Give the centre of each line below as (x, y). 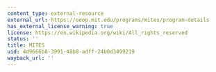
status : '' (23, 39)
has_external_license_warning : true (60, 26)
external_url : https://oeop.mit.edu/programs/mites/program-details (108, 20)
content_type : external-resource (56, 13)
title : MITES (26, 45)
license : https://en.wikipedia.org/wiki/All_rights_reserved (98, 33)
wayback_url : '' (31, 58)
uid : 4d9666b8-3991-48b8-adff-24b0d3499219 (71, 52)
